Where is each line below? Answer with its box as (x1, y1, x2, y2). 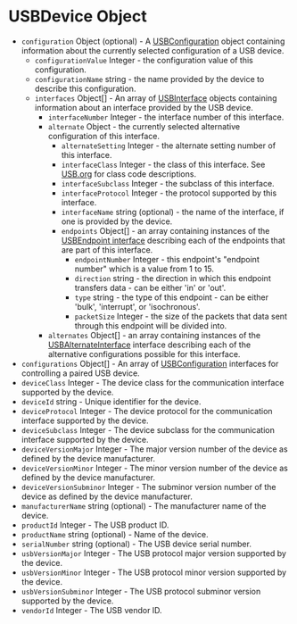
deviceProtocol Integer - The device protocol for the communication (21, 405, 273, 416)
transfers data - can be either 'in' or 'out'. (74, 282, 227, 293)
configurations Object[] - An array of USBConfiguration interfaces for (21, 358, 279, 369)
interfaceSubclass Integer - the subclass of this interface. (61, 178, 275, 188)
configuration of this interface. (47, 130, 161, 141)
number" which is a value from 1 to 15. (74, 263, 215, 274)
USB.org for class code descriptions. (61, 168, 197, 179)
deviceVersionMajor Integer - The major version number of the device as (21, 444, 288, 454)
